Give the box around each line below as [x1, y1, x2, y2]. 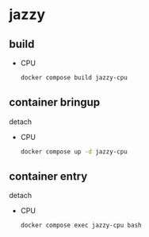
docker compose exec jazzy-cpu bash [20, 221, 142, 230]
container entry [9, 169, 88, 183]
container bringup [9, 95, 101, 109]
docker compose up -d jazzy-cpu [20, 147, 128, 156]
